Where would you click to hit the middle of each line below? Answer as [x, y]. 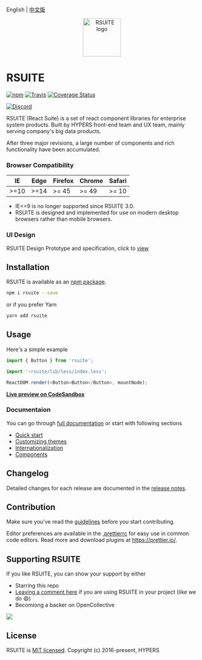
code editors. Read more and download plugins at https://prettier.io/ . [92, 540]
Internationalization [39, 448]
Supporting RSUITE [43, 559]
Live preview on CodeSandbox [45, 394]
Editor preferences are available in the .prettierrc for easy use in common [98, 533]
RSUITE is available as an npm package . [56, 282]
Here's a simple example [37, 349]
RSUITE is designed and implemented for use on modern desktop [97, 213]
